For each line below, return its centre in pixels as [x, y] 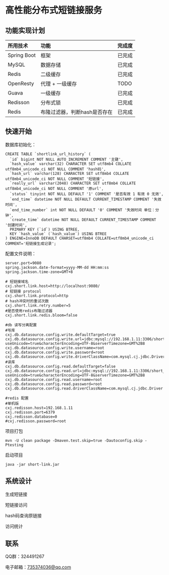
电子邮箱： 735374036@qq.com [38, 567]
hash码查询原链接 [23, 515]
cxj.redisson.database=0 [31, 417]
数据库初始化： [21, 144]
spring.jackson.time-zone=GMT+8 [39, 272]
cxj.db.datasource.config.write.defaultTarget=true [60, 335]
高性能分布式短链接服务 [54, 10]
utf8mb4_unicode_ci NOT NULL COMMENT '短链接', [55, 179]
